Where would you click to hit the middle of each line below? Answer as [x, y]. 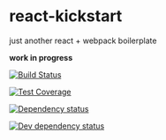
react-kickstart [66, 16]
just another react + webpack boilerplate [83, 41]
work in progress [41, 57]
